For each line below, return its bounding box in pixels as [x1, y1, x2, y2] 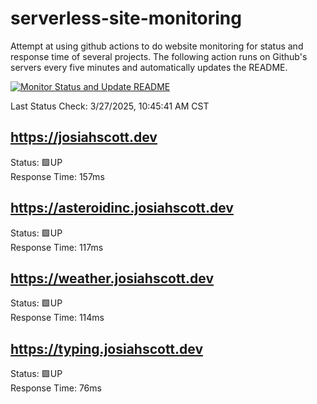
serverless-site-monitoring [10, 7, 242, 30]
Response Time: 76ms [10, 382, 102, 394]
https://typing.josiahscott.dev [10, 340, 204, 357]
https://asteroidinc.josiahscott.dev [10, 200, 234, 217]
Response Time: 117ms [10, 241, 104, 253]
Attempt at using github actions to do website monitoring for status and [10, 40, 304, 52]
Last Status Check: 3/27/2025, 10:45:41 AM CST [10, 100, 210, 112]
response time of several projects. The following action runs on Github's [10, 50, 308, 62]
